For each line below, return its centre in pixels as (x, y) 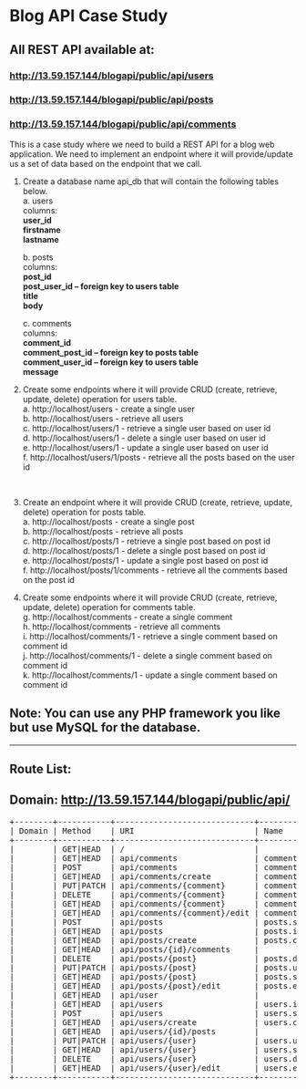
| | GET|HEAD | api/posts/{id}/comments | (134, 949)
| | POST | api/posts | (134, 922)
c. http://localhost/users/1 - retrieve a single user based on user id (147, 428)
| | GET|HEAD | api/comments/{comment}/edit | (134, 913)
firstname (41, 230)
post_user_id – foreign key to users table (101, 286)
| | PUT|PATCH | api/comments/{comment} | (134, 885)
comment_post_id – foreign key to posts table (110, 352)
